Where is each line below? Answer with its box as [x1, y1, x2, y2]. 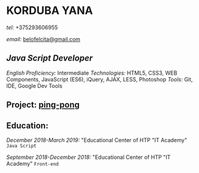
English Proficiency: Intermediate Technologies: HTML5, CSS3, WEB [6, 69, 178, 76]
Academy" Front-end [6, 160, 59, 167]
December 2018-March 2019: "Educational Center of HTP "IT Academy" [6, 136, 187, 143]
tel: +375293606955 [6, 24, 58, 31]
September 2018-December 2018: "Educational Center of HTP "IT [6, 153, 171, 161]
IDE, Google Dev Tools [6, 82, 63, 89]
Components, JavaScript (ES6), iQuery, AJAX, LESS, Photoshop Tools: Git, [6, 75, 193, 83]
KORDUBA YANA [6, 4, 93, 18]
